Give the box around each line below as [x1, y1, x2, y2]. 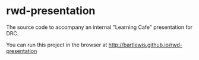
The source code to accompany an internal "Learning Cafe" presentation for [6, 24, 193, 31]
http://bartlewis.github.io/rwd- [108, 41, 183, 48]
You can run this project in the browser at [6, 41, 108, 48]
